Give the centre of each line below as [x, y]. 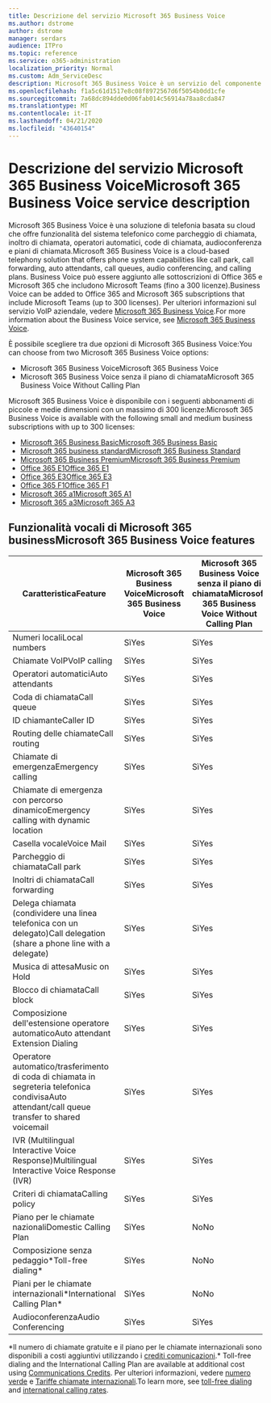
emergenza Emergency [55, 767]
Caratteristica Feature [64, 593]
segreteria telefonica [52, 1086]
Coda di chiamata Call [53, 697]
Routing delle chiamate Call [63, 733]
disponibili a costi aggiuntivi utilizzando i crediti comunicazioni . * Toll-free [130, 1355]
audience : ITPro [35, 46]
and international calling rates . [58, 1389]
